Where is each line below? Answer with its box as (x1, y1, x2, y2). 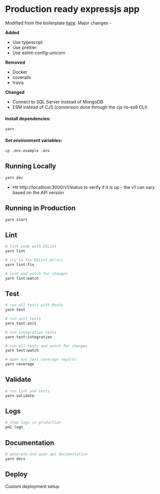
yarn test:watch (5, 348, 39, 353)
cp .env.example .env (5, 148, 50, 154)
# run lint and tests (5, 389, 50, 394)
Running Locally (5, 162, 56, 170)
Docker (12, 69, 28, 75)
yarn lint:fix (5, 262, 35, 267)
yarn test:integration (5, 334, 52, 339)
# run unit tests (5, 317, 41, 322)
